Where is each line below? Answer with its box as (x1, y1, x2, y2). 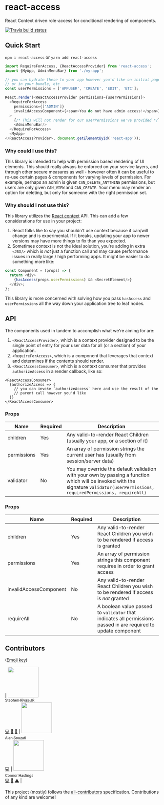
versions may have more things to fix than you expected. (12, 238, 126, 244)
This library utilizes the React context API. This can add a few (5, 213, 128, 219)
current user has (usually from (66, 451, 136, 458)
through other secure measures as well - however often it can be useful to (5, 169, 154, 175)
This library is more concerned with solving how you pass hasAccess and (5, 295, 151, 301)
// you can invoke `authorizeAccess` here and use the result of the (14, 386, 159, 391)
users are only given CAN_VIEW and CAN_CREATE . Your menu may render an (5, 185, 151, 191)
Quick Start (5, 41, 41, 50)
